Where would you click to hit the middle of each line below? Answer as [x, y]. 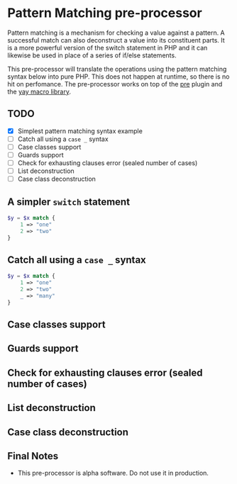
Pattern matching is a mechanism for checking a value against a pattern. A [116, 33]
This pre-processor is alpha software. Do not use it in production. [113, 473]
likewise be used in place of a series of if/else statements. [92, 55]
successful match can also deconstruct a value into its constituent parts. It [116, 40]
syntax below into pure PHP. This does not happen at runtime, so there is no [118, 77]
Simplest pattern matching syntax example [80, 131]
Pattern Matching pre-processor [105, 13]
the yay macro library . [39, 91]
